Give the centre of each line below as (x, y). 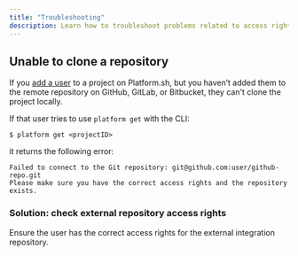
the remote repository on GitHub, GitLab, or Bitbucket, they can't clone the (145, 92)
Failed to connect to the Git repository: (89, 168)
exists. (24, 191)
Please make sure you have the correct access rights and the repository (149, 183)
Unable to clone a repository (89, 62)
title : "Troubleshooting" (57, 17)
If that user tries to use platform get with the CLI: (99, 119)
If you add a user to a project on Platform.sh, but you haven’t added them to (148, 83)
